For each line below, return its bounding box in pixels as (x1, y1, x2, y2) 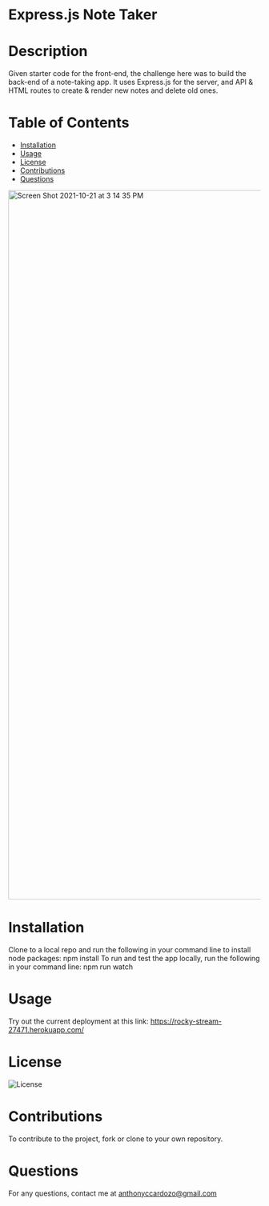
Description (8, 42, 88, 61)
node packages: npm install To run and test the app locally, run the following (8, 954, 260, 963)
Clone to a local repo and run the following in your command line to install (8, 945, 251, 954)
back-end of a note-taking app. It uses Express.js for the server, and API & (8, 78, 254, 87)
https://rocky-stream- (151, 1016, 223, 1026)
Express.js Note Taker (8, 6, 158, 24)
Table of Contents (8, 114, 130, 132)
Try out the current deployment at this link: (8, 1016, 150, 1026)
